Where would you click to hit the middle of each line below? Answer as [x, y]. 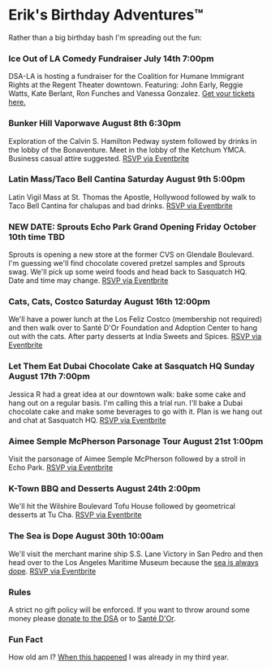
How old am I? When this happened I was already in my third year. [119, 657]
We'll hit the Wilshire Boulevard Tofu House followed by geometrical [122, 507]
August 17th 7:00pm [49, 376]
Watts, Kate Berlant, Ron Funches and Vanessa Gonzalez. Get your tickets [132, 94]
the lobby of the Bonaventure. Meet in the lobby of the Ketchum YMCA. [127, 150]
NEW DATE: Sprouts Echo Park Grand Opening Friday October [133, 227]
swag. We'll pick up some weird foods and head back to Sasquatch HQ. [128, 272]
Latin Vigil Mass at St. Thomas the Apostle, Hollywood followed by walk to [132, 197]
